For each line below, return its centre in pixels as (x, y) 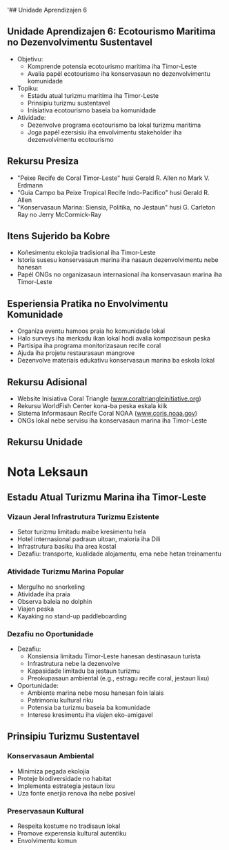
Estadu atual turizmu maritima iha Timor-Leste (93, 95)
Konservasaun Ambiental (51, 756)
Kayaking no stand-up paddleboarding (72, 616)
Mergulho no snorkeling (51, 587)
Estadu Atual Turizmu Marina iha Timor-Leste (107, 497)
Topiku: (28, 88)
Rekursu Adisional (47, 382)
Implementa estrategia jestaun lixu (66, 786)
